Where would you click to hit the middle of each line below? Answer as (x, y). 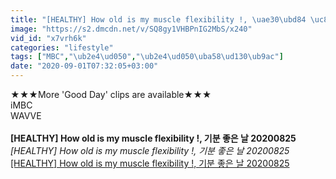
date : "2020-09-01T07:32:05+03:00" (84, 66)
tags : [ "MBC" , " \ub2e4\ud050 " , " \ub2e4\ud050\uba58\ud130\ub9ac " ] (147, 57)
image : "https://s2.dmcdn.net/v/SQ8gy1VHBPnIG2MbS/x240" (131, 29)
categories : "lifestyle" (62, 47)
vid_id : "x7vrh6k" (48, 38)
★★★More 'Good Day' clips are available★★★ (111, 94)
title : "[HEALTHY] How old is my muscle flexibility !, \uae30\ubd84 (158, 19)
